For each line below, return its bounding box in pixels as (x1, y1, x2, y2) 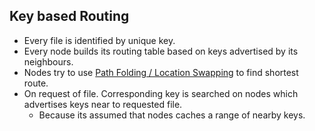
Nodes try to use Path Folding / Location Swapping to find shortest (23, 66, 299, 78)
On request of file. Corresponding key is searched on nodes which (23, 87, 299, 99)
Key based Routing (9, 8, 130, 25)
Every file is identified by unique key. (23, 34, 176, 46)
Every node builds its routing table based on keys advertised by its (23, 45, 299, 57)
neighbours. (23, 55, 74, 68)
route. (23, 77, 49, 89)
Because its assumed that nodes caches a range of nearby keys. (38, 109, 306, 121)
